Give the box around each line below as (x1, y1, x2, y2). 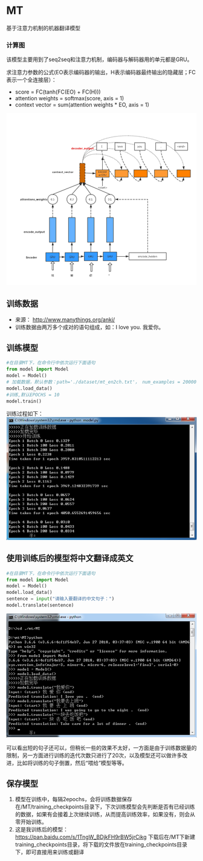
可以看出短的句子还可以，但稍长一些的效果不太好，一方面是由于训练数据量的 (6, 744, 197, 751)
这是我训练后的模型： (14, 826, 68, 833)
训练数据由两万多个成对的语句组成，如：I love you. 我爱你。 (14, 323, 164, 331)
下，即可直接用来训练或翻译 (14, 848, 85, 856)
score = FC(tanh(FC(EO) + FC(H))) (14, 88, 101, 95)
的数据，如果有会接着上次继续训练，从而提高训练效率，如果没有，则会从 (14, 811, 195, 818)
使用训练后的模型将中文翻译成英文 (6, 553, 134, 564)
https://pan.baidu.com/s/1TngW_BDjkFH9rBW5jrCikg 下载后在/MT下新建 (14, 833, 195, 840)
